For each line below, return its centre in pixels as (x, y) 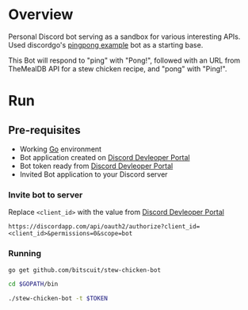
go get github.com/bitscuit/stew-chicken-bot (84, 270)
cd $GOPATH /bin (33, 284)
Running (25, 254)
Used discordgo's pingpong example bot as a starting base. (106, 44)
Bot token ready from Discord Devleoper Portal (96, 166)
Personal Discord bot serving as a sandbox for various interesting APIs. (124, 36)
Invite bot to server (46, 194)
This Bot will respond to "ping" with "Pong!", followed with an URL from (124, 60)
